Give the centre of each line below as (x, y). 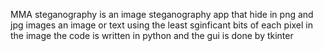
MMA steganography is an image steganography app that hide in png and (162, 14)
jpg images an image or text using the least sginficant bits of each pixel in (162, 25)
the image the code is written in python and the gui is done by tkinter (152, 35)
